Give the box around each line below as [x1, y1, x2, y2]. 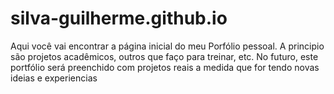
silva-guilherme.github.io [10, 7, 228, 30]
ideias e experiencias [10, 72, 98, 84]
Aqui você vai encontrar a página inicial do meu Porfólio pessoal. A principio [10, 40, 325, 52]
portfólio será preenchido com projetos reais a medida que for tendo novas [10, 61, 320, 73]
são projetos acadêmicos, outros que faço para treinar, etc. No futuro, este [10, 50, 319, 62]
